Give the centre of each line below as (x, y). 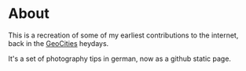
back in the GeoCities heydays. (59, 43)
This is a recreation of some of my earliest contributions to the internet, (123, 35)
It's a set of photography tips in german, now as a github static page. (120, 59)
